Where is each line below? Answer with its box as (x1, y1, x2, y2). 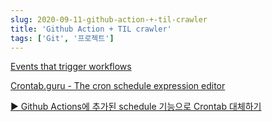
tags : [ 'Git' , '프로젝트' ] (10, 33, 115, 43)
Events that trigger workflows (10, 61, 132, 73)
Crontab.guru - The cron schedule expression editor (10, 80, 226, 92)
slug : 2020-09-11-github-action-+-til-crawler (10, 14, 208, 25)
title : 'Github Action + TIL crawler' (10, 24, 172, 34)
